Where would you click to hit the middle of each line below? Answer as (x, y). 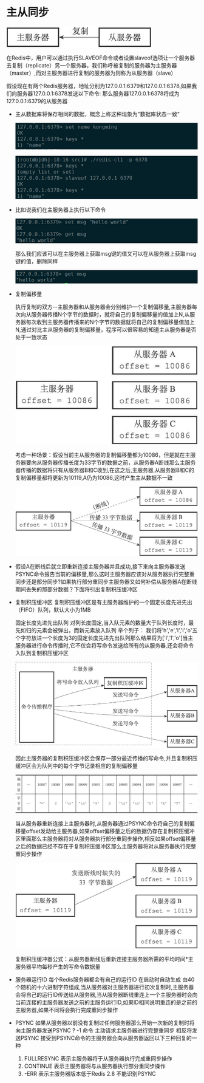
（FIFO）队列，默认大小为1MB (53, 610)
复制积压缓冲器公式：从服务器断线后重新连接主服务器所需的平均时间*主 (104, 959)
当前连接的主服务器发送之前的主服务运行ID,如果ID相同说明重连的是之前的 (106, 1002)
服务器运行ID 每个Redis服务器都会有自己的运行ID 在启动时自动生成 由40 (105, 980)
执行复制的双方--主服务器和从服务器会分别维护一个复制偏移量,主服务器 (104, 307)
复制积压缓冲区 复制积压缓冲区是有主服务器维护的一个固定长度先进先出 (104, 603)
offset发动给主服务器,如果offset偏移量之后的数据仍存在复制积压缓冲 (110, 831)
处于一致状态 (31, 337)
